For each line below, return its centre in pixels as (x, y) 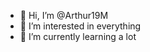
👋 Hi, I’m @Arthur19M (64, 15)
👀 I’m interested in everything (80, 26)
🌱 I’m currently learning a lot (78, 36)
